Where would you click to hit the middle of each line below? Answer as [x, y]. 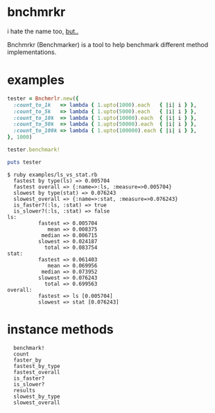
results [25, 390]
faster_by [27, 360]
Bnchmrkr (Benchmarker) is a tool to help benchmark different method [108, 44]
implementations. [32, 52]
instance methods [61, 329]
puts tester [24, 162]
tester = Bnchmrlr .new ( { [43, 98]
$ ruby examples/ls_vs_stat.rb [52, 175]
